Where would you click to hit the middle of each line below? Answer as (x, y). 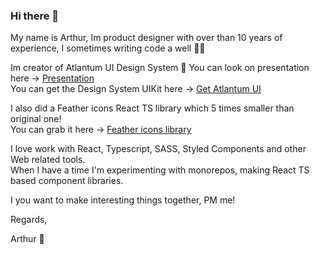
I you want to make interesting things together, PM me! (123, 200)
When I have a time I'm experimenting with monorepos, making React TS (160, 170)
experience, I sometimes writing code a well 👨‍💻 (108, 48)
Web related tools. (48, 160)
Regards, (29, 220)
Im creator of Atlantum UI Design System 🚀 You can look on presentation (160, 68)
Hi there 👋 (35, 16)
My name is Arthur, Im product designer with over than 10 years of (146, 38)
